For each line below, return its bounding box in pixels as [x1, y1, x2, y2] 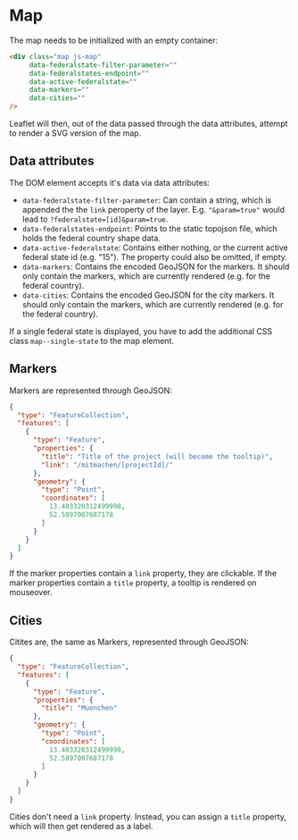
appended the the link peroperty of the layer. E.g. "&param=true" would [21, 204, 286, 214]
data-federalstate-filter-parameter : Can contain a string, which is [21, 194, 272, 206]
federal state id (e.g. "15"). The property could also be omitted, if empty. [21, 251, 288, 262]
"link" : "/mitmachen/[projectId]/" [41, 460, 174, 469]
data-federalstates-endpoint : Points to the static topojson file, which [21, 223, 277, 233]
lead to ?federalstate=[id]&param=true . [21, 214, 169, 224]
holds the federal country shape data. [21, 232, 161, 243]
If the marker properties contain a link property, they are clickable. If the [9, 568, 277, 579]
